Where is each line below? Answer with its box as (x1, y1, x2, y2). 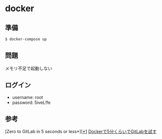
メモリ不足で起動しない (5, 65, 52, 71)
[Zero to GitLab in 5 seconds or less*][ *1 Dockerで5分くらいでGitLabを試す (5, 129, 157, 135)
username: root (12, 94, 43, 100)
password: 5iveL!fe (12, 99, 51, 105)
